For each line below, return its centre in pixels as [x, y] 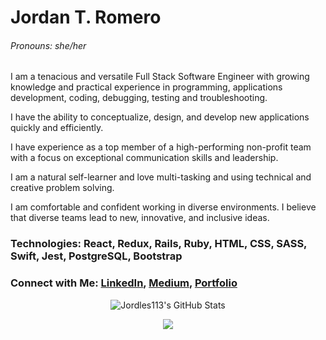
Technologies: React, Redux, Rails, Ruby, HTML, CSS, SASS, [159, 244]
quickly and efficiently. [57, 128]
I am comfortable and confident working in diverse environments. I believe [163, 207]
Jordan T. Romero [86, 17]
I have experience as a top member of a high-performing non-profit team [161, 147]
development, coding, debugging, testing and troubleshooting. [139, 98]
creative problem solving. [62, 188]
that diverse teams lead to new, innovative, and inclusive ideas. [140, 218]
